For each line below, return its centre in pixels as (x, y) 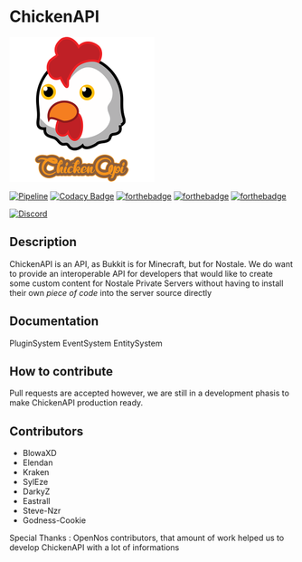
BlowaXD (39, 453)
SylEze (35, 482)
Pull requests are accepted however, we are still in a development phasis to (149, 393)
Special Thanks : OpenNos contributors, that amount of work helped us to (147, 538)
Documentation (54, 322)
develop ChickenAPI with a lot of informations (94, 548)
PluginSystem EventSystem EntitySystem (86, 343)
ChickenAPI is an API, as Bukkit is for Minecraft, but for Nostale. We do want (151, 263)
